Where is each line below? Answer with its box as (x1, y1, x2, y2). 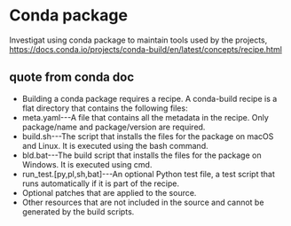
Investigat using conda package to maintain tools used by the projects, (9, 35, 268, 45)
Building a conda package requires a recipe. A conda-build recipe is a (21, 93, 278, 104)
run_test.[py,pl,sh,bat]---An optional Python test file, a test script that (21, 168, 275, 179)
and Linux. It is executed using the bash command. (21, 140, 208, 151)
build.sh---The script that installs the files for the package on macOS (21, 130, 274, 142)
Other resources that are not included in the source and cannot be (21, 197, 264, 207)
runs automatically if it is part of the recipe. (21, 178, 180, 189)
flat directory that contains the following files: (21, 103, 188, 113)
